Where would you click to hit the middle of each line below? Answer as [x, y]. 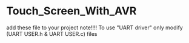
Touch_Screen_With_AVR [71, 11]
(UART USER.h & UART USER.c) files [52, 33]
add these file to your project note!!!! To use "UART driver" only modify [94, 27]
